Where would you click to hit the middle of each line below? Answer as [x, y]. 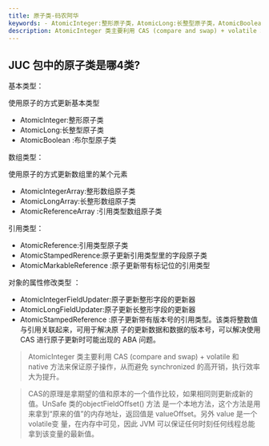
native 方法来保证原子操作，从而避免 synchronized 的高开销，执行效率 [144, 367]
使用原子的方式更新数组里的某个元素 [68, 174]
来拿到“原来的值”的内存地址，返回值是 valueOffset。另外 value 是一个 [143, 414]
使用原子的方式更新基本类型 [54, 103]
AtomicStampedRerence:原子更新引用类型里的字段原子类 [114, 255]
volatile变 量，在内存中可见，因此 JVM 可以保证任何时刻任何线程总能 [141, 424]
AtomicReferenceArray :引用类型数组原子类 [91, 211]
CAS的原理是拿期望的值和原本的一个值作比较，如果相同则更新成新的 [141, 394]
